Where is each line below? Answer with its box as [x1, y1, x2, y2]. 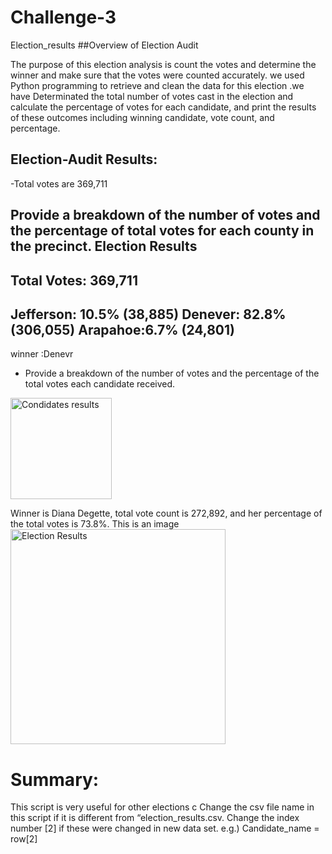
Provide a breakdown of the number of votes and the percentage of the [24, 367, 320, 380]
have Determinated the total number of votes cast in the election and [10, 90, 294, 102]
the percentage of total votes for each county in [10, 222, 315, 240]
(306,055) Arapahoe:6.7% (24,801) [10, 321, 235, 338]
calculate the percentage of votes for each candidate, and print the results [10, 101, 317, 113]
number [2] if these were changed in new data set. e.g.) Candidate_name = [10, 822, 320, 835]
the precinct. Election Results [10, 238, 198, 255]
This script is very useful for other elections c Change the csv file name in [10, 801, 315, 813]
